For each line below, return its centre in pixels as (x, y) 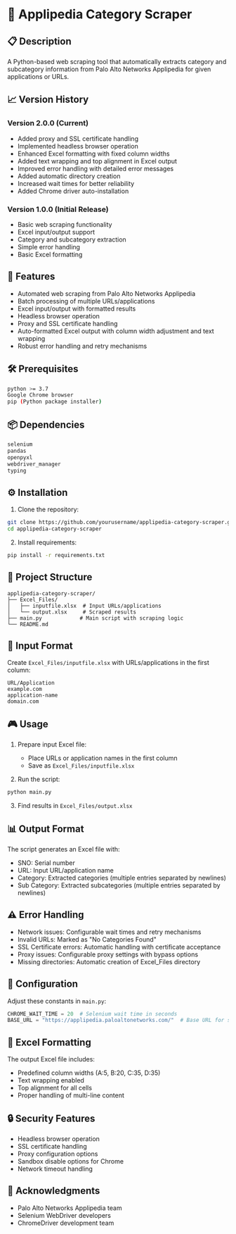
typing (17, 470)
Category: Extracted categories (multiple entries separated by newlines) (122, 878)
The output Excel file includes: (51, 1059)
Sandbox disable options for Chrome (71, 1161)
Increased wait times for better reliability (76, 183)
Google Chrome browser (40, 395)
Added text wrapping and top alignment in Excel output (97, 161)
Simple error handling (49, 247)
